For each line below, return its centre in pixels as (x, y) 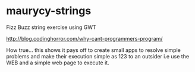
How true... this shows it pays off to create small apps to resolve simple (94, 50)
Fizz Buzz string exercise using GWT (51, 27)
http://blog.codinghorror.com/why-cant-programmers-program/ (84, 38)
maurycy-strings (49, 11)
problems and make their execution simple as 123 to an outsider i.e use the (97, 56)
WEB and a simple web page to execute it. (58, 63)
